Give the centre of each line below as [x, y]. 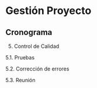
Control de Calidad [37, 46]
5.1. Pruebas [20, 57]
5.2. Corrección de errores [37, 69]
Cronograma [29, 32]
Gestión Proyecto [49, 11]
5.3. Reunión [20, 80]
